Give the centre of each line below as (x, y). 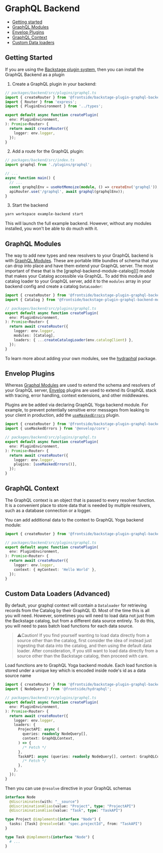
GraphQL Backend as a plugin (35, 74)
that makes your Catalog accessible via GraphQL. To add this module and (78, 276)
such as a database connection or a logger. (48, 510)
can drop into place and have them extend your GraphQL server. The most (79, 266)
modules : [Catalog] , (34, 336)
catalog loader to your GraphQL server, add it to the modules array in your (78, 281)
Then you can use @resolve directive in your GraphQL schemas (68, 788)
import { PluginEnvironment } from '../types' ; (54, 106)
